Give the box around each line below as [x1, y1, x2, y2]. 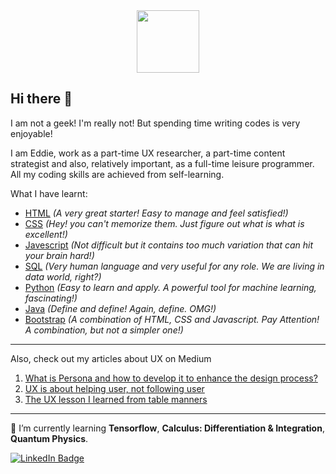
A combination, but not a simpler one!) [24, 324, 184, 336]
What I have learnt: [10, 187, 88, 199]
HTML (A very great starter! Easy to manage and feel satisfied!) [24, 207, 289, 219]
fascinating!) [24, 292, 78, 304]
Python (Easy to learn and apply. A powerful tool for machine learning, [24, 281, 317, 293]
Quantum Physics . [10, 432, 89, 444]
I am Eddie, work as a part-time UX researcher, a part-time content [10, 147, 286, 159]
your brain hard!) [24, 249, 95, 261]
